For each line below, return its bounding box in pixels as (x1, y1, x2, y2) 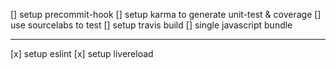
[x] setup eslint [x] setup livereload (10, 48, 154, 59)
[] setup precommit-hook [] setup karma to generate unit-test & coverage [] (10, 9, 322, 20)
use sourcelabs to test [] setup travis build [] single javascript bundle (10, 19, 293, 31)
